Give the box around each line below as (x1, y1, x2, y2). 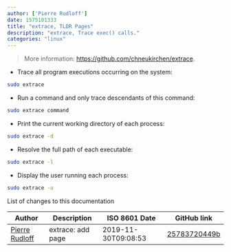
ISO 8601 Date (107, 213, 156, 222)
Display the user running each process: (16, 171, 129, 179)
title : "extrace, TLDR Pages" (7, 23, 94, 30)
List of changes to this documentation (7, 197, 115, 205)
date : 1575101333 (7, 17, 57, 23)
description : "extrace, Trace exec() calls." (7, 29, 140, 36)
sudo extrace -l (7, 158, 54, 165)
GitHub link (175, 213, 213, 222)
